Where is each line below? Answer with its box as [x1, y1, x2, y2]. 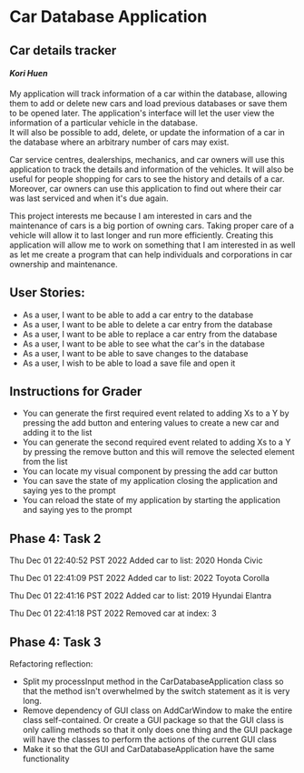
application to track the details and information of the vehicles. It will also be [9, 164, 294, 175]
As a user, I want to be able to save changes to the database [22, 347, 249, 358]
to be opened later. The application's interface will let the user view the [9, 107, 275, 118]
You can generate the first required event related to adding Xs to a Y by [22, 407, 289, 419]
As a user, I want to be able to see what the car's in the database [22, 338, 265, 349]
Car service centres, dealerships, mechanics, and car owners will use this [9, 154, 285, 165]
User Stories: [9, 285, 85, 301]
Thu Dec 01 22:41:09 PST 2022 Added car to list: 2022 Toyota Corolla [9, 573, 270, 584]
